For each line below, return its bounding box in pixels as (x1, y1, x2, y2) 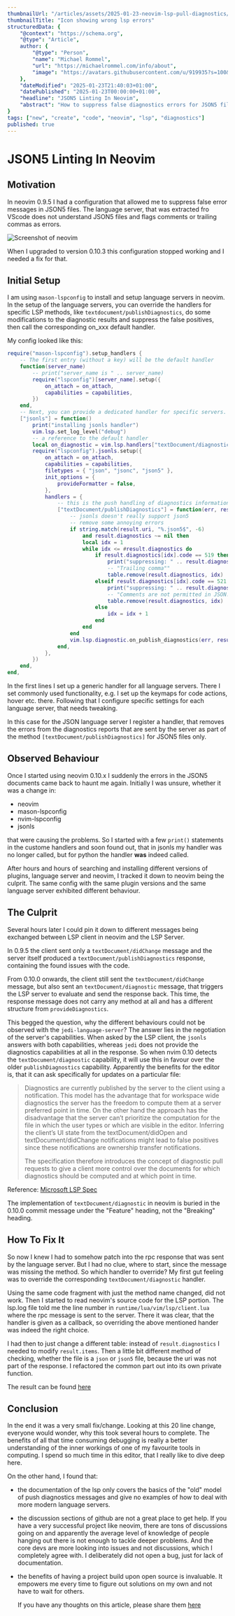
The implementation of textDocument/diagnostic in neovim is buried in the (7, 1199, 220, 1207)
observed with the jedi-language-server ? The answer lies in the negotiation (7, 1025, 226, 1033)
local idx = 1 (82, 538, 124, 546)
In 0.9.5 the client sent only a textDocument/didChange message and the (7, 946, 213, 954)
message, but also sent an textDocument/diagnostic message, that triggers (7, 982, 224, 991)
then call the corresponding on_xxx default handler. (7, 323, 156, 331)
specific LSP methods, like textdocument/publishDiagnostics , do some (7, 308, 211, 316)
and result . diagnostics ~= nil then (82, 532, 190, 539)
